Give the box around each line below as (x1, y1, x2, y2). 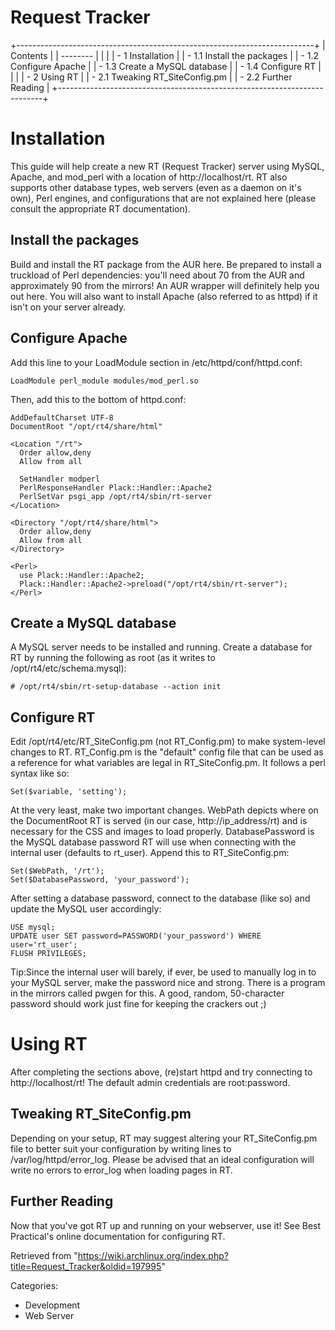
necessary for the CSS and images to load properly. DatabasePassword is (10, 826, 315, 838)
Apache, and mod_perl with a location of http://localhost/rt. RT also (10, 171, 288, 183)
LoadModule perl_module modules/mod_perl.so (10, 376, 199, 386)
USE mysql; (10, 922, 56, 933)
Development (24, 1299, 81, 1311)
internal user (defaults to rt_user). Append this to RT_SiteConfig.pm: (10, 847, 290, 859)
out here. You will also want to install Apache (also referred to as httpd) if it (10, 290, 318, 302)
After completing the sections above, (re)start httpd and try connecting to (10, 1066, 313, 1078)
